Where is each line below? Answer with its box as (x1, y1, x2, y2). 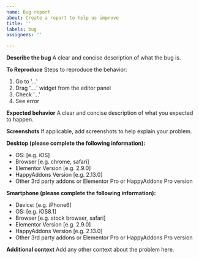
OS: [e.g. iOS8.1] (15, 208, 57, 215)
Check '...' (15, 91, 41, 98)
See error (15, 98, 40, 105)
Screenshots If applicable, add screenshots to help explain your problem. (6, 128, 192, 135)
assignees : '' (6, 32, 43, 38)
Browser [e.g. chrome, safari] (15, 158, 90, 166)
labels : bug (6, 26, 37, 33)
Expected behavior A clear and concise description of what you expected (6, 109, 193, 117)
